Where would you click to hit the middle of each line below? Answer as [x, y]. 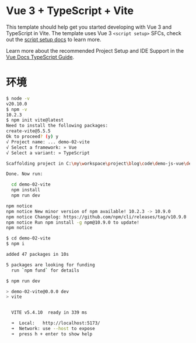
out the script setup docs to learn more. [54, 39]
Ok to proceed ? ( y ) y [32, 136]
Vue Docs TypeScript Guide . [40, 57]
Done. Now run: [24, 174]
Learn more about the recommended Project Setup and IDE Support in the [95, 50]
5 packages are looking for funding [50, 265]
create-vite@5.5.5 [28, 131]
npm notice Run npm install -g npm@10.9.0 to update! [73, 222]
